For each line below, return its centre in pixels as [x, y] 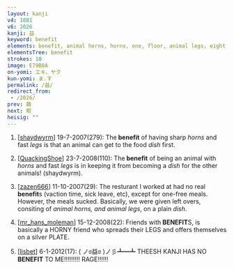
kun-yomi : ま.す [30, 78]
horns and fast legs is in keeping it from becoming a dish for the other [117, 165]
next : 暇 [19, 111]
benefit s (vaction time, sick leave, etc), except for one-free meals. [112, 194]
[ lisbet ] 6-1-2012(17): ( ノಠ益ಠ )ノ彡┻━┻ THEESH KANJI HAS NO [112, 251]
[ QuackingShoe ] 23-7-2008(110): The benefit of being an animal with [117, 158]
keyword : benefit [32, 40]
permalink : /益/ [30, 85]
